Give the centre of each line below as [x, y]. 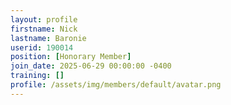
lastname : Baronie [48, 38]
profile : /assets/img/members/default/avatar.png [116, 85]
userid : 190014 [42, 47]
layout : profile [44, 19]
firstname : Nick [44, 29]
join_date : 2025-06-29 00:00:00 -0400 [91, 66]
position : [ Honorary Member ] [71, 57]
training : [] [37, 76]
